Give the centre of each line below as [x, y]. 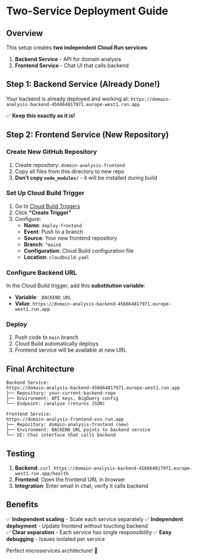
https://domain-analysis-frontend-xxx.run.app [65, 420]
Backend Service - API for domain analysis [68, 59]
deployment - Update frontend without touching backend [77, 526]
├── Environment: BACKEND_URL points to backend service [78, 430]
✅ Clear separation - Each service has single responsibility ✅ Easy [89, 532]
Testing [21, 453]
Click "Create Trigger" [43, 212]
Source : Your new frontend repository [70, 238]
